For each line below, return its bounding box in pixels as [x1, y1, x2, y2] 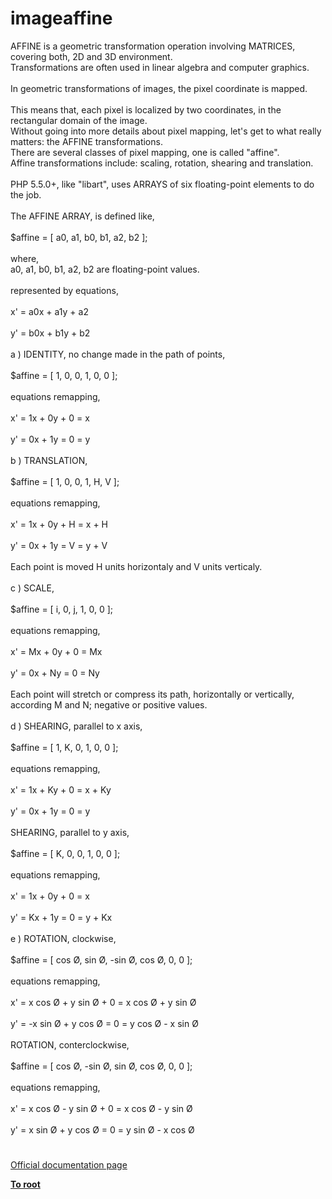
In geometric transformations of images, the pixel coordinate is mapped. [10, 82, 308, 94]
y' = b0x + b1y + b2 [10, 327, 91, 339]
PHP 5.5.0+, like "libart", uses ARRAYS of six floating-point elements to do [10, 178, 315, 190]
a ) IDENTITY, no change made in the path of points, [10, 348, 226, 360]
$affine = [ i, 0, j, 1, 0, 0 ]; [10, 603, 114, 615]
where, [10, 252, 40, 264]
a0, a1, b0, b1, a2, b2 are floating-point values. [10, 263, 200, 275]
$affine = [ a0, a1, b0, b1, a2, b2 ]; [10, 231, 148, 243]
